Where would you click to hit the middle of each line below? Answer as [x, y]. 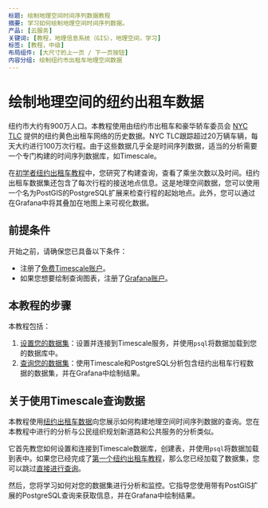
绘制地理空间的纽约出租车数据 [106, 103]
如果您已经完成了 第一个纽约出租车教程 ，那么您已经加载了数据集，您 [148, 458]
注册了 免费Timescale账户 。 [65, 268]
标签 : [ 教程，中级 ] [36, 46]
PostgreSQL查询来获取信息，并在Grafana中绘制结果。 [111, 495]
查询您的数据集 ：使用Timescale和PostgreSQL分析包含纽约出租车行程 [133, 363]
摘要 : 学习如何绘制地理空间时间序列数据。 [69, 23]
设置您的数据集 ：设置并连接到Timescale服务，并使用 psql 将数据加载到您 [138, 343]
